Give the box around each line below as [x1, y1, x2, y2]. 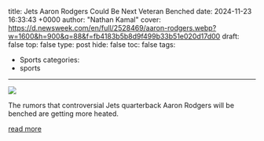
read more [8, 125, 42, 133]
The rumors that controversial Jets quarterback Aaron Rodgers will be [8, 101, 234, 110]
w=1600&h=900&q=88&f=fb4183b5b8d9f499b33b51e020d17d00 [8, 31, 221, 41]
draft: [222, 31, 240, 41]
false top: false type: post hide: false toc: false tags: [8, 40, 176, 49]
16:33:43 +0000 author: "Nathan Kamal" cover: [8, 15, 161, 24]
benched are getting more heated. [8, 109, 119, 118]
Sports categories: [19, 55, 80, 64]
